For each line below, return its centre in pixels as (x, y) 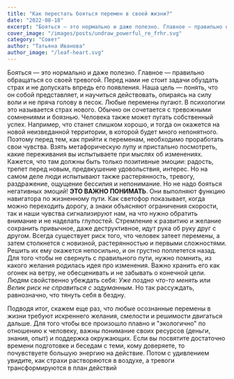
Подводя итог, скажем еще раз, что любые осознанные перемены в (109, 309)
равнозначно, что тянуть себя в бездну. (67, 295)
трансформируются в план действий (62, 368)
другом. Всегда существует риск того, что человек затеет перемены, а (114, 235)
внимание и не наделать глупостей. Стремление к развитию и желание (114, 221)
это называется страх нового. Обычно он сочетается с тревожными (109, 110)
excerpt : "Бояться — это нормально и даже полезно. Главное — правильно (115, 27)
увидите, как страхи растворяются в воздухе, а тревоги (91, 360)
